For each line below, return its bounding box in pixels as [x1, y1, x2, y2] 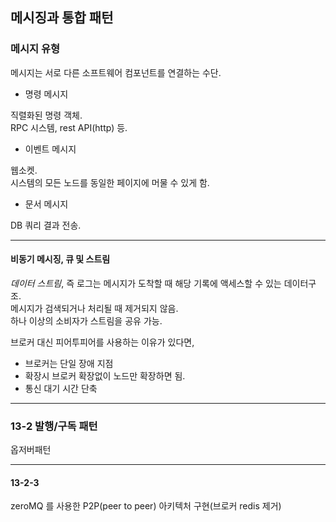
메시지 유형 [10, 42, 61, 56]
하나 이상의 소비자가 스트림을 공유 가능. [10, 314, 163, 327]
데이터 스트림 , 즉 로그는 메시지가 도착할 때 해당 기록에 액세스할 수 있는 [10, 277, 282, 289]
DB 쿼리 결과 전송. [10, 219, 82, 231]
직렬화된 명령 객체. [10, 109, 83, 121]
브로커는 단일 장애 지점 [24, 357, 114, 369]
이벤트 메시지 [24, 143, 77, 155]
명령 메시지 [24, 88, 69, 100]
